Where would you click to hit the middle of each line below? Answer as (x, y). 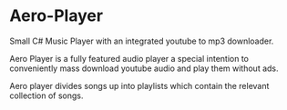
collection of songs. (46, 95)
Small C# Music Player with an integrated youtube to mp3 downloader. (142, 41)
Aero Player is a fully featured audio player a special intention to (129, 58)
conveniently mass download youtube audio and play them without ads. (144, 68)
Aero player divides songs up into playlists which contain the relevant (139, 85)
